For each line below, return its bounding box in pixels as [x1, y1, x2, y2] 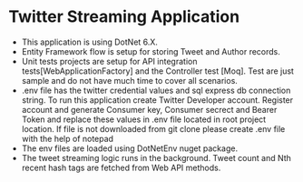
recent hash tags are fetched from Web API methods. [21, 162, 221, 173]
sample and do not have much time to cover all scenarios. [21, 75, 238, 86]
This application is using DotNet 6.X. [21, 36, 158, 47]
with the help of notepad [21, 133, 114, 144]
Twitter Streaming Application [8, 6, 240, 27]
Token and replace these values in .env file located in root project [21, 114, 267, 125]
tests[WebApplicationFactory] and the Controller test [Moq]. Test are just [21, 66, 294, 76]
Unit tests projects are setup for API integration [21, 56, 198, 66]
